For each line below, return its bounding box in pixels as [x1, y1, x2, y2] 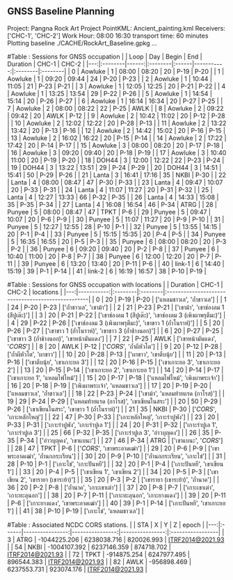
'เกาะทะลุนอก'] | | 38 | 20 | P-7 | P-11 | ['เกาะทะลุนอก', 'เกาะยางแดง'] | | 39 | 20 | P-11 [7, 491, 226, 499]
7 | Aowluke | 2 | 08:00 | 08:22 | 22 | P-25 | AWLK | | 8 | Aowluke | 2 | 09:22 [7, 104, 224, 112]
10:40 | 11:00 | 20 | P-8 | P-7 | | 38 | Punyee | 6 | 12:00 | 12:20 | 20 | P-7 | [7, 252, 214, 260]
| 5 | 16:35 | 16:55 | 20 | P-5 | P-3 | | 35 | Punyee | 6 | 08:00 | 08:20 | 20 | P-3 [7, 237, 227, 246]
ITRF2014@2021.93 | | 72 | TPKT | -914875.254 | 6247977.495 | [7, 550, 190, 558]
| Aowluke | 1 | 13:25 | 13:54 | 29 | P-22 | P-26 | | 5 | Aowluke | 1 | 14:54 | [7, 89, 212, 97]
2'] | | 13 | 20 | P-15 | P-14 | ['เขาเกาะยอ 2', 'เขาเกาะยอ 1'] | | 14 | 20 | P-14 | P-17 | [7, 366, 224, 374]
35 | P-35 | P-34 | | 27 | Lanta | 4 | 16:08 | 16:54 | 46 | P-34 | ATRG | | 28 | [7, 200, 218, 208]
